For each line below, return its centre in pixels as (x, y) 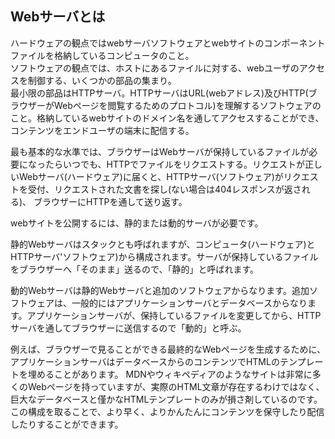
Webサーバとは (58, 17)
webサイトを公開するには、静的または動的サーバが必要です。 (137, 223)
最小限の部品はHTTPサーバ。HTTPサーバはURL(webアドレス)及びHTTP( (159, 93)
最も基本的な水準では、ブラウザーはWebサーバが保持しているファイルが (160, 151)
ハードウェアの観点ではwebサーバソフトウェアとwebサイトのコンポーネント (168, 43)
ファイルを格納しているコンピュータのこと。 (102, 55)
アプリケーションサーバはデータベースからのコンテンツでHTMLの (145, 361)
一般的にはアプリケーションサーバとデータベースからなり (189, 303)
